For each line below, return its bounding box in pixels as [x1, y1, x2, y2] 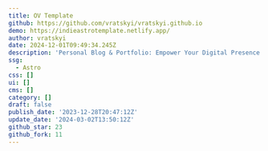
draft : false [8, 101, 52, 109]
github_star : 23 [8, 123, 63, 131]
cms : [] [8, 85, 35, 94]
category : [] [8, 93, 52, 101]
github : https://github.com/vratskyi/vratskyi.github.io [8, 19, 203, 27]
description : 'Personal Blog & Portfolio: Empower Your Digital [8, 49, 228, 57]
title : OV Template [8, 11, 74, 20]
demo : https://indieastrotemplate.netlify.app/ [8, 26, 171, 34]
